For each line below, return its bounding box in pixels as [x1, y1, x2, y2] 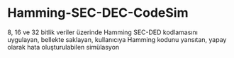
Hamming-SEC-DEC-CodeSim [7, 5, 189, 21]
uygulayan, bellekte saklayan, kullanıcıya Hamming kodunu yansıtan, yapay [7, 35, 227, 43]
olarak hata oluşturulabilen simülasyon [7, 43, 120, 51]
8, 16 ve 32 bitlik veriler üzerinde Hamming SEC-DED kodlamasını [7, 28, 199, 36]
